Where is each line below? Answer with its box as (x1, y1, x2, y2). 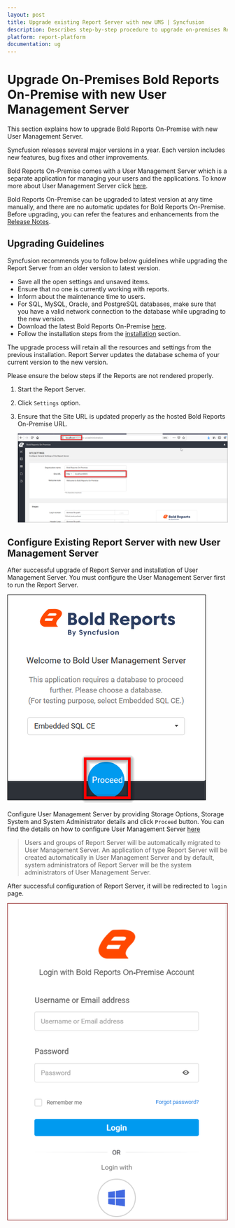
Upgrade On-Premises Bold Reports (7, 72, 220, 88)
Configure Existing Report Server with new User (7, 536, 221, 548)
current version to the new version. (7, 358, 108, 366)
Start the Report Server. (17, 385, 86, 393)
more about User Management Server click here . (7, 182, 148, 190)
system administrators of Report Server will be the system (24, 861, 192, 870)
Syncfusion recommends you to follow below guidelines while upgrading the (7, 256, 228, 265)
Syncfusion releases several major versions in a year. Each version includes (7, 146, 225, 154)
